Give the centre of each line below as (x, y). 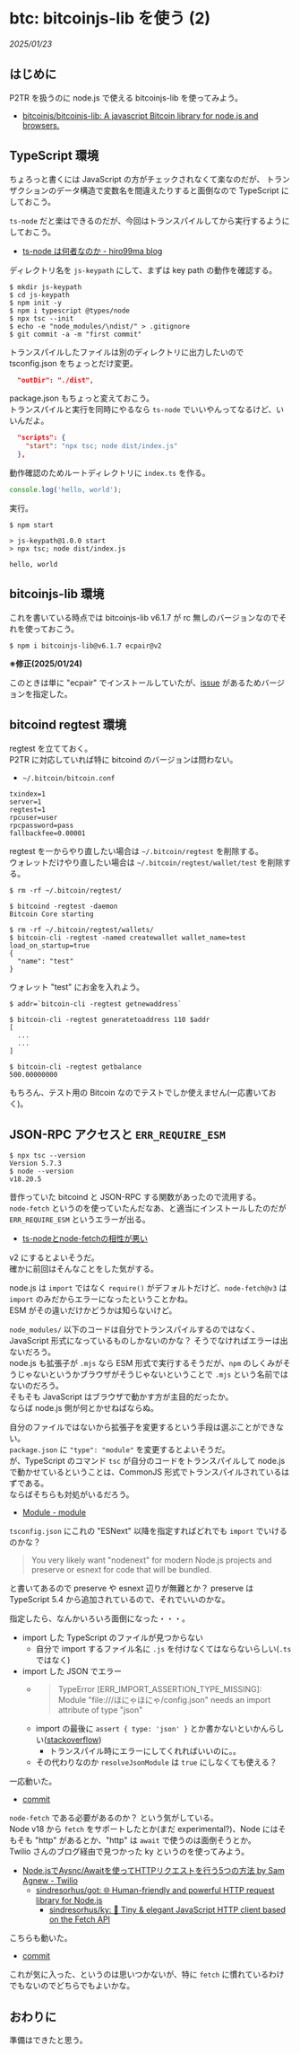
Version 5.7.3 (36, 1164)
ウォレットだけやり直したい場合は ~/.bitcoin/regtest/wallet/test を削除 (146, 862)
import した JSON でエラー (72, 1671)
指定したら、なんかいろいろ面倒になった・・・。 (99, 1618)
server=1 (26, 802)
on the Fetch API (79, 1919)
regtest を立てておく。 (51, 748)
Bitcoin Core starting (51, 914)
